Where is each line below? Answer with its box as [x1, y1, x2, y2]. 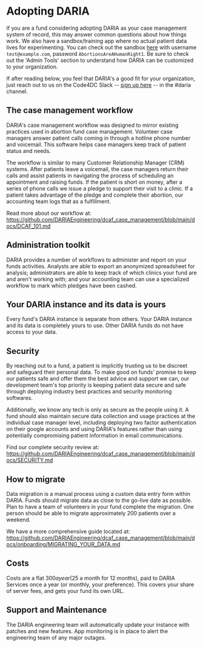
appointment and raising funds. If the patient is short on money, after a [6, 178, 183, 186]
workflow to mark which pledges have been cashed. [6, 282, 138, 289]
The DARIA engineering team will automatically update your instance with [6, 621, 190, 628]
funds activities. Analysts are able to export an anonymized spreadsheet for [6, 262, 195, 269]
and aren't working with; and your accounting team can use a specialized [6, 275, 190, 283]
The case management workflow [6, 105, 133, 116]
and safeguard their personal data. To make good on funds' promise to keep [6, 368, 197, 376]
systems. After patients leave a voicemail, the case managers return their [6, 165, 189, 172]
